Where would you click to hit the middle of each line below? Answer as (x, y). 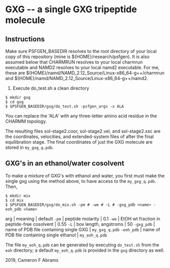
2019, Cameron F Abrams (32, 260)
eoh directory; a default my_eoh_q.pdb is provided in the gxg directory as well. (85, 250)
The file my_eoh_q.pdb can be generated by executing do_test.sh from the (82, 245)
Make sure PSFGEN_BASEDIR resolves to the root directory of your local (81, 51)
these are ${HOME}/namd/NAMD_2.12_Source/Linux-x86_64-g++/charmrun (85, 73)
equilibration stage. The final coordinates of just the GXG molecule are (79, 142)
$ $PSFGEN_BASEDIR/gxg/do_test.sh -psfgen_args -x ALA (65, 106)
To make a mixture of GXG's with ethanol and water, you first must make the (85, 176)
